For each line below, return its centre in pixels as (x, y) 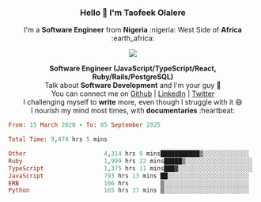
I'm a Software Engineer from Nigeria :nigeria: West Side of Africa (133, 30)
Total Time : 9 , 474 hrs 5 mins (58, 139)
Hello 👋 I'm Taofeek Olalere (133, 13)
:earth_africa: (133, 38)
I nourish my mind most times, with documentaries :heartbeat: (133, 111)
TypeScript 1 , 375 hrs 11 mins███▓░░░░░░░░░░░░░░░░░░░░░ (130, 168)
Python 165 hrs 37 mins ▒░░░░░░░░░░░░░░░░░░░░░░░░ (129, 191)
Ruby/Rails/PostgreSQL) (133, 77)
